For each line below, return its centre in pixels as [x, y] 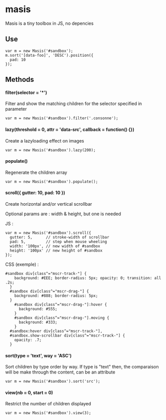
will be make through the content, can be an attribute [60, 372]
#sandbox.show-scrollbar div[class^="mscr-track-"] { [67, 335]
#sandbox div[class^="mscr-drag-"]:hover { [61, 304]
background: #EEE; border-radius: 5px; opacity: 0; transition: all [88, 278]
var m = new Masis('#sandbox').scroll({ [48, 233]
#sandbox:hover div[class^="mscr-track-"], [56, 331]
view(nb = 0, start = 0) [29, 392]
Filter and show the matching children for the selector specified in [74, 104]
